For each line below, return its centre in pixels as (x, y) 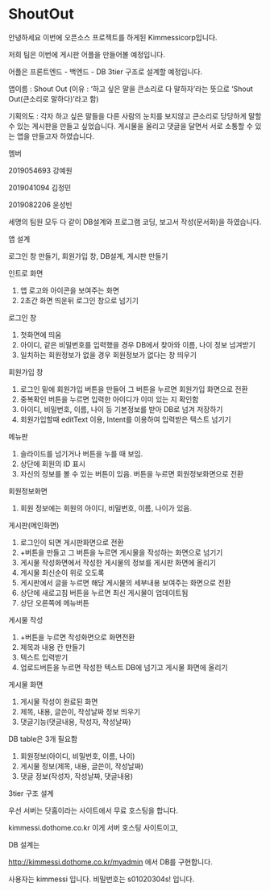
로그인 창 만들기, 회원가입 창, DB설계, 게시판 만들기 (88, 256)
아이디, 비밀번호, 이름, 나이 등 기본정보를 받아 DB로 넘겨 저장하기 (121, 409)
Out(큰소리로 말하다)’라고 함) (54, 98)
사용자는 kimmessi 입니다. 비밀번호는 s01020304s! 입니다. (102, 879)
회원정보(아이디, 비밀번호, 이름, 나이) (77, 756)
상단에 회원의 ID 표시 (53, 464)
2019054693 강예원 (40, 170)
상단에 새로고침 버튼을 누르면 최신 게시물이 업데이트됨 (104, 593)
